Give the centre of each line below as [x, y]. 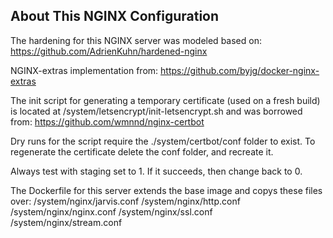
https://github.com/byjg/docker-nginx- [240, 70]
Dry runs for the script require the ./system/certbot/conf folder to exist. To [163, 141]
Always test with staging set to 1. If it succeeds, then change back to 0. [156, 171]
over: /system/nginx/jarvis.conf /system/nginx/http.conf [125, 201]
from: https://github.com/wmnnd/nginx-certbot [107, 121]
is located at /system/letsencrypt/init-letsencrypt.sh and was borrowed [156, 111]
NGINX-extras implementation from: [84, 70]
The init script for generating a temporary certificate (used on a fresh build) [165, 100]
